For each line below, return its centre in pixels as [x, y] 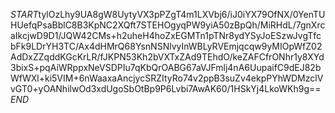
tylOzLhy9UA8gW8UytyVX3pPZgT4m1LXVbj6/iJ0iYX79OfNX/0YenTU [182, 14]
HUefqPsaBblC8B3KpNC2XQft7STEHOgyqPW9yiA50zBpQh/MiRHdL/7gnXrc [168, 25]
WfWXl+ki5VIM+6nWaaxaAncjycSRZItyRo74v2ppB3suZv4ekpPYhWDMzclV [167, 78]
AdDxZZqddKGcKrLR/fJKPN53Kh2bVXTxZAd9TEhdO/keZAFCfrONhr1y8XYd [167, 57]
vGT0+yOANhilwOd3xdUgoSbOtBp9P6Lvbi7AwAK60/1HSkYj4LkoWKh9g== [166, 88]
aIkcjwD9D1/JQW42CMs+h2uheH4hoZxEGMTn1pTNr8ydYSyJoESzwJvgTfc [166, 35]
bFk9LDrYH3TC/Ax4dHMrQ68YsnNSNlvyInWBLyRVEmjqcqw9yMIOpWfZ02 [166, 46]
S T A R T [24, 14]
